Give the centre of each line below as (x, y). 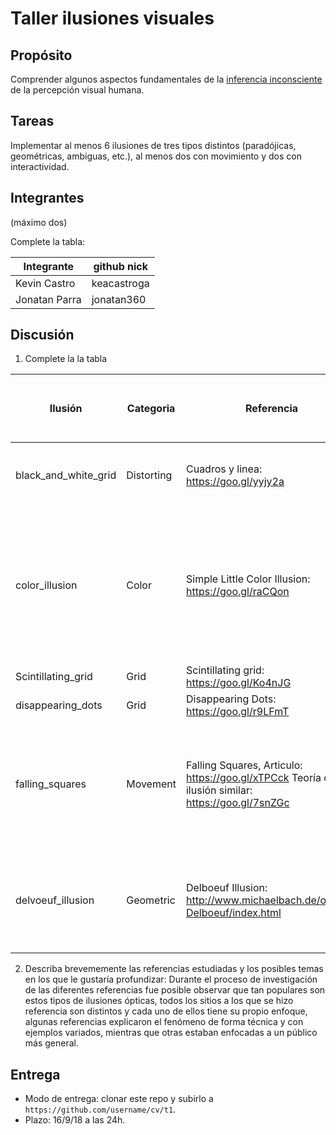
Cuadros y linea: (224, 469)
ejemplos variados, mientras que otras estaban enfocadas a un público (171, 1033)
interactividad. (40, 166)
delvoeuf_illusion (55, 900)
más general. (51, 1043)
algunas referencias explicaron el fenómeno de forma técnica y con (164, 1022)
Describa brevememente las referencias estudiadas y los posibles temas (174, 969)
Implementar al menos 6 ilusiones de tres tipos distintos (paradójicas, (153, 145)
